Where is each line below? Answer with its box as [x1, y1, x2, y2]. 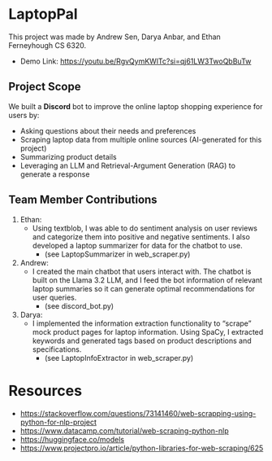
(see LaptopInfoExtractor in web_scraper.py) [44, 353, 194, 362]
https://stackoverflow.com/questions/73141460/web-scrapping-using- [19, 408, 257, 418]
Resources [8, 381, 83, 400]
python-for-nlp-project [19, 417, 97, 427]
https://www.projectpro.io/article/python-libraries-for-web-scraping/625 [19, 443, 264, 453]
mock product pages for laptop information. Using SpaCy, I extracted [32, 327, 264, 336]
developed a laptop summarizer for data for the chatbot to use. [32, 240, 243, 250]
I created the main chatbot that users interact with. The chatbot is [32, 266, 252, 276]
